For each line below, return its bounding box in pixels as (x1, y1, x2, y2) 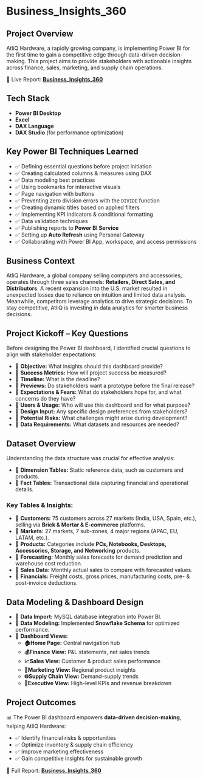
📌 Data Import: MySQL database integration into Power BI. (15, 613, 162, 621)
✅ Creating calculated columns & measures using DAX (15, 169, 152, 177)
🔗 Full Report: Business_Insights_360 (6, 767, 101, 774)
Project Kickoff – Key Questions (6, 328, 129, 339)
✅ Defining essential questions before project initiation (15, 162, 152, 170)
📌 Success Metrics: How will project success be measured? (15, 369, 167, 376)
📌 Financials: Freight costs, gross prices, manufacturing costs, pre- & (15, 573, 190, 580)
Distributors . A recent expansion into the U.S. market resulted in (6, 285, 168, 292)
